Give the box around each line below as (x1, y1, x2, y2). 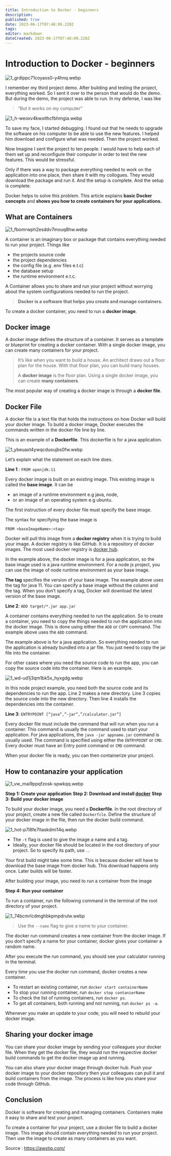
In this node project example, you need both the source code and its (5, 685, 149, 691)
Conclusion (5, 1095, 43, 1104)
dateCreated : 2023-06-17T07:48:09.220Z (5, 36, 90, 41)
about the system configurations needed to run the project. (5, 288, 129, 295)
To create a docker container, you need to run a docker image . (5, 308, 137, 314)
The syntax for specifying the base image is (5, 517, 98, 523)
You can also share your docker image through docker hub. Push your (5, 1064, 152, 1070)
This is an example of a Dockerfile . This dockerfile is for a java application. (5, 437, 162, 443)
